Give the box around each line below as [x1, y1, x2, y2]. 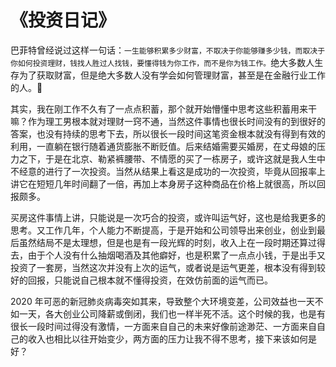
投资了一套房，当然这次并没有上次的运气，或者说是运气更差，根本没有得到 [10, 261, 317, 273]
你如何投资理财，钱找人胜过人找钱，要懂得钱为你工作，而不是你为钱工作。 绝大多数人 [10, 56, 315, 68]
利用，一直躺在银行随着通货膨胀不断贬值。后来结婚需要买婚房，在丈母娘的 [10, 140, 317, 152]
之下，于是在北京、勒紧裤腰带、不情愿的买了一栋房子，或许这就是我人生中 [18, 152, 326, 165]
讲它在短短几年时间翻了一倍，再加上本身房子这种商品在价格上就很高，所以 [10, 177, 317, 190]
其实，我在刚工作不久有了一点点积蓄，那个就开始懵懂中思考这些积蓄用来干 [10, 102, 317, 115]
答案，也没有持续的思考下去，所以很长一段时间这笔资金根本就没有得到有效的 [10, 127, 326, 140]
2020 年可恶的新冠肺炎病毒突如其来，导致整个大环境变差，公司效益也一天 [10, 295, 315, 307]
